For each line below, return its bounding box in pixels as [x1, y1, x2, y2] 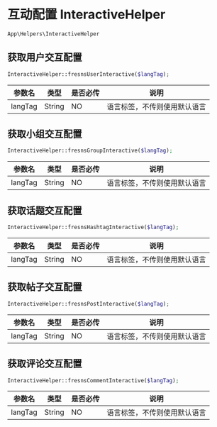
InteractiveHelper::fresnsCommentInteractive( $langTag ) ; [7, 377, 179, 384]
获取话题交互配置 [7, 204, 82, 216]
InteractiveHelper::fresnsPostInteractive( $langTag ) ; [7, 300, 170, 307]
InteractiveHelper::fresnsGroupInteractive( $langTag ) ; [7, 147, 173, 155]
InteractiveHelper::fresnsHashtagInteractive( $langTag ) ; [7, 224, 179, 231]
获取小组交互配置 [7, 128, 82, 140]
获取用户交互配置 [7, 51, 82, 64]
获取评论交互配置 [7, 357, 82, 370]
